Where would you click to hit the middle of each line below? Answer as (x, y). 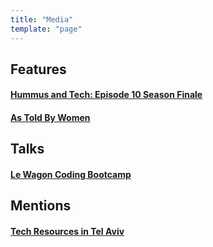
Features (38, 69)
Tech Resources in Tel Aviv (67, 232)
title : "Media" (42, 19)
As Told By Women (50, 118)
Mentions (41, 206)
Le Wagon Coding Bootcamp (71, 175)
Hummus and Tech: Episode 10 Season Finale (106, 95)
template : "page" (46, 29)
